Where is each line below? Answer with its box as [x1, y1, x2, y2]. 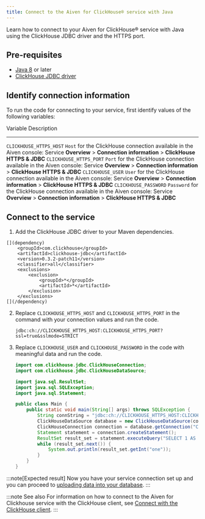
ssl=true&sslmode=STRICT [15, 333, 79, 339]
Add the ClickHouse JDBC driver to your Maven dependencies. [15, 228, 174, 236]
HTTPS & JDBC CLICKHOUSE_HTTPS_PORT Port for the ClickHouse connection [6, 155, 195, 162]
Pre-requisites [6, 50, 62, 60]
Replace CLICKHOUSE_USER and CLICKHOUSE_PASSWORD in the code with [15, 344, 184, 351]
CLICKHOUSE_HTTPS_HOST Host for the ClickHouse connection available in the [6, 142, 193, 150]
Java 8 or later [15, 66, 52, 73]
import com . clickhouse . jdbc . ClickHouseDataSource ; [15, 368, 147, 374]
